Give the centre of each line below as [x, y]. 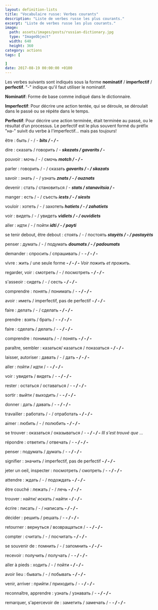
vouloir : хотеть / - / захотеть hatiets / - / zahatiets [56, 206]
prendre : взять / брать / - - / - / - [39, 320]
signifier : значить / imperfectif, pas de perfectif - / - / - [60, 461]
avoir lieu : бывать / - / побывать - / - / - [45, 574]
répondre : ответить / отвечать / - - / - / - [47, 442]
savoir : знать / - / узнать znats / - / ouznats [50, 178]
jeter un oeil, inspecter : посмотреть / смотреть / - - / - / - [63, 471]
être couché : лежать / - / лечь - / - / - [43, 489]
